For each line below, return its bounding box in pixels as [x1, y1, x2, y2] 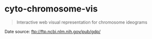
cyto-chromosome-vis [4, 3, 98, 14]
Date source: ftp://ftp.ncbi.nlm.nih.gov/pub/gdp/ [4, 28, 101, 34]
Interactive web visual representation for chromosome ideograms [16, 19, 148, 25]
